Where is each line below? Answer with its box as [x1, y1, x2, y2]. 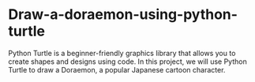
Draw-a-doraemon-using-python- [8, 6, 238, 24]
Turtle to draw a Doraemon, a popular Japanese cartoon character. [8, 65, 226, 74]
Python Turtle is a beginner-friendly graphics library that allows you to [8, 48, 236, 58]
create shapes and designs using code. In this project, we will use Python [8, 57, 247, 66]
